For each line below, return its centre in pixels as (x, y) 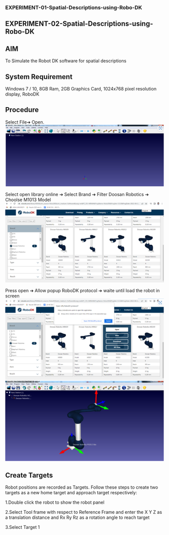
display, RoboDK (22, 94)
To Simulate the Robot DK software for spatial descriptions (66, 61)
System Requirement (39, 77)
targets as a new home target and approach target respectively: (71, 493)
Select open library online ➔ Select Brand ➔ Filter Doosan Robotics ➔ (77, 194)
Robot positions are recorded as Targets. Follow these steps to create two (82, 487)
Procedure (22, 110)
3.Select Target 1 (23, 527)
